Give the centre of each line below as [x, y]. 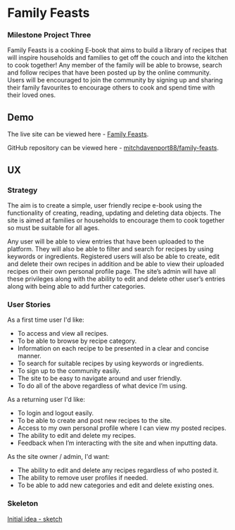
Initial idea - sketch [35, 519]
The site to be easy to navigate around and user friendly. [100, 379]
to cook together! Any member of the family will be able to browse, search [115, 65]
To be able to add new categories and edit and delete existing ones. [116, 485]
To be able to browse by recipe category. [77, 341]
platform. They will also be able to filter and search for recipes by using [110, 248]
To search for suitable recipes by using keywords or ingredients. [110, 363]
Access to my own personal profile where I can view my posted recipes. [122, 428]
